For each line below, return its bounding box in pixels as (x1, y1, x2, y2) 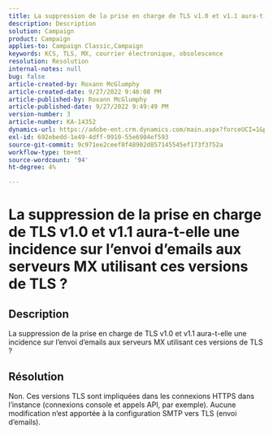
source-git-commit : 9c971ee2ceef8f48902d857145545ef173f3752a (8, 140, 223, 149)
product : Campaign (8, 34, 71, 43)
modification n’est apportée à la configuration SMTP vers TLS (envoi (8, 408, 237, 418)
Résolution (8, 370, 64, 384)
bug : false (8, 72, 45, 81)
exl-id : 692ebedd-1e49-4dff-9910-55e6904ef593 (8, 133, 169, 141)
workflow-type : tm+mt (8, 148, 82, 156)
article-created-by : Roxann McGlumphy (8, 80, 140, 88)
